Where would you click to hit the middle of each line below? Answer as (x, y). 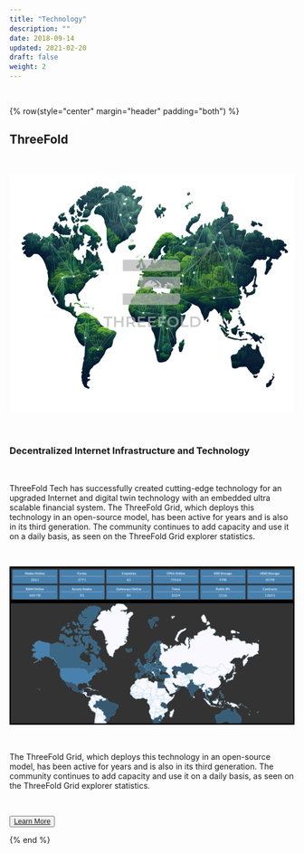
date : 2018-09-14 (42, 38)
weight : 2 (28, 67)
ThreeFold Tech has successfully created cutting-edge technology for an (146, 488)
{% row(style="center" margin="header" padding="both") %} (124, 111)
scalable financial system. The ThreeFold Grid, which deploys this (132, 507)
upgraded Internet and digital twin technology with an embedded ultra (140, 498)
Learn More (33, 822)
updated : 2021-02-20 (48, 48)
